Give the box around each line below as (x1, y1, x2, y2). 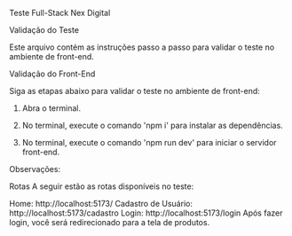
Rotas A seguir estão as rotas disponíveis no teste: (9, 181, 194, 192)
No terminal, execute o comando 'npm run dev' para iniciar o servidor (21, 138, 277, 147)
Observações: (9, 164, 60, 174)
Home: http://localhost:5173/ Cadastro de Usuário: (9, 199, 193, 208)
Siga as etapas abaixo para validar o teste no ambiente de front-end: (9, 86, 260, 96)
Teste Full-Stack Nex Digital (9, 8, 111, 18)
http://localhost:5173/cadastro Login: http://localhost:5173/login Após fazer (9, 208, 283, 218)
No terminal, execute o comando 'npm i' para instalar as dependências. (21, 120, 284, 130)
